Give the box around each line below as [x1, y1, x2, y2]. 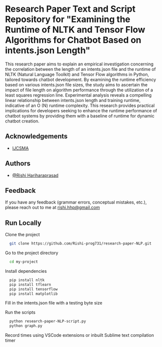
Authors [5, 160, 31, 168]
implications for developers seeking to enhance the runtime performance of [5, 107, 158, 113]
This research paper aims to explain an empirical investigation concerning [5, 61, 154, 67]
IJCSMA [12, 145, 29, 151]
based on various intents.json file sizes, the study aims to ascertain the [5, 82, 148, 87]
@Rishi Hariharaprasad [12, 172, 59, 178]
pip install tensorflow [9, 286, 58, 291]
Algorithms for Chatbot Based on [5, 35, 142, 46]
